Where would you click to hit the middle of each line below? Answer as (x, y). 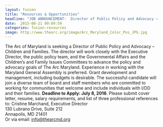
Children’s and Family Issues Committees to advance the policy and (73, 62)
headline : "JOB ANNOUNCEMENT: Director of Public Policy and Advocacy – (82, 19)
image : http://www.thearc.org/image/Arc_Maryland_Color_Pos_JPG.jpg (76, 32)
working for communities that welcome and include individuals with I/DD (78, 88)
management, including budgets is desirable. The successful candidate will (81, 77)
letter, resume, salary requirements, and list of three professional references (81, 98)
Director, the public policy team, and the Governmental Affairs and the (75, 57)
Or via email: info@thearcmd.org (38, 119)
